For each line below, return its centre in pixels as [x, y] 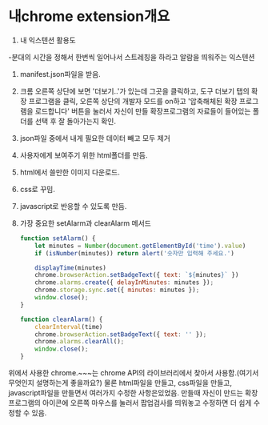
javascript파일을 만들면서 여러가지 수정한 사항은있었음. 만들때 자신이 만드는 [126, 393]
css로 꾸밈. [38, 189]
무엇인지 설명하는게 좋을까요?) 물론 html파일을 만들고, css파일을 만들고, [120, 383]
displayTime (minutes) [70, 268]
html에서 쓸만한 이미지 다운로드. [70, 172]
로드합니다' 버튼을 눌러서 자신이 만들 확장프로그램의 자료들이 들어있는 [143, 111]
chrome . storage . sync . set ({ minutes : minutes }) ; [117, 290]
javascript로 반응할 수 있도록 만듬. [73, 206]
